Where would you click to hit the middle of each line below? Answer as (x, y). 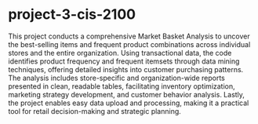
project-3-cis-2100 (72, 15)
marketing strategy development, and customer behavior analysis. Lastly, (127, 94)
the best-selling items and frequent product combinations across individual (129, 44)
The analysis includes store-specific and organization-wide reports (116, 78)
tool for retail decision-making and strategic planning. (95, 111)
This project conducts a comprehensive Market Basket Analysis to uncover (129, 36)
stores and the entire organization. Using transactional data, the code (120, 53)
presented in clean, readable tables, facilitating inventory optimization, (122, 86)
